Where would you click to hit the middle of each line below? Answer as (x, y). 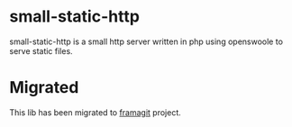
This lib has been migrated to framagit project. (96, 112)
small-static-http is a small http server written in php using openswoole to (146, 41)
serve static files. (41, 50)
